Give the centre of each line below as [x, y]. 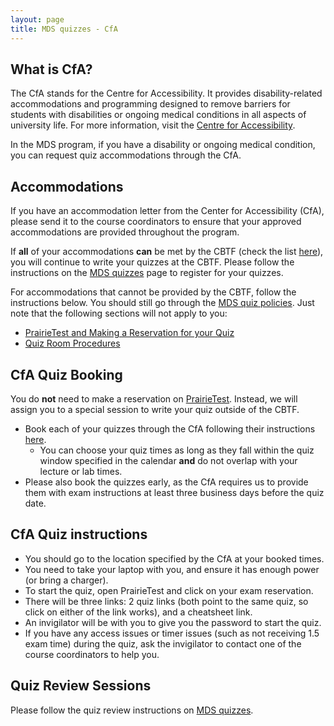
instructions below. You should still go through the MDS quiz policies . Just [162, 303]
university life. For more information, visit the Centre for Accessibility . [153, 125]
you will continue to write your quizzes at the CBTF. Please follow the [152, 262]
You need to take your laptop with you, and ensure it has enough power [172, 569]
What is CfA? [51, 69]
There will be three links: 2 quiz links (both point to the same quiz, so [166, 601]
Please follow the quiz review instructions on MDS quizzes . [132, 710]
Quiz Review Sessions [81, 686]
